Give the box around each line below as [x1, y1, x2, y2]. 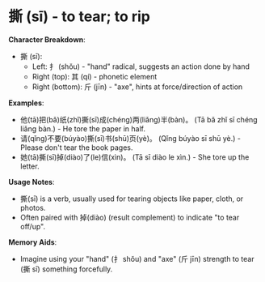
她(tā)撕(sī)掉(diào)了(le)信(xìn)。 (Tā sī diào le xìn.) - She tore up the [19, 152, 250, 162]
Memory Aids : [8, 237, 57, 247]
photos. [19, 203, 46, 212]
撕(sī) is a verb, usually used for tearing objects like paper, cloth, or [19, 194, 244, 203]
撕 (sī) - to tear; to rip [8, 7, 151, 26]
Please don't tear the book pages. [19, 143, 133, 152]
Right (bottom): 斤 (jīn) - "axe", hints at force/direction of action [32, 82, 243, 92]
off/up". [19, 221, 46, 231]
